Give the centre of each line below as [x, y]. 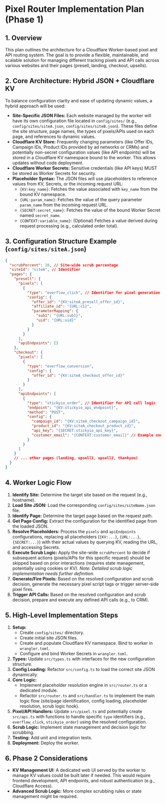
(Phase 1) [24, 20]
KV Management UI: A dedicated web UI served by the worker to [79, 770]
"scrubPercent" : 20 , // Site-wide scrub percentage [64, 265]
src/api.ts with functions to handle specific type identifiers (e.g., [79, 716]
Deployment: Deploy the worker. [46, 743]
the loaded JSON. [30, 526]
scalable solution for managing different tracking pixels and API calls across [82, 60]
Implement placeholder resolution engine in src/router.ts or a [83, 685]
